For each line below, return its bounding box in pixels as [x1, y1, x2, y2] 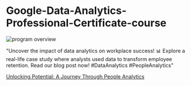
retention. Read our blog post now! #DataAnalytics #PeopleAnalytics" [6, 62, 174, 69]
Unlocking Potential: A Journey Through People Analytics [6, 73, 145, 80]
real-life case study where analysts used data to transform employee [6, 55, 173, 62]
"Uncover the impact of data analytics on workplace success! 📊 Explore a [6, 47, 186, 54]
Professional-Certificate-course [6, 16, 167, 30]
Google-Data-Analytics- [6, 4, 127, 17]
